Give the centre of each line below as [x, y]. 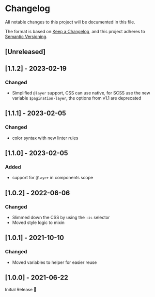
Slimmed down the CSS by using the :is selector [61, 218]
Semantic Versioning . [26, 37]
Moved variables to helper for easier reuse [54, 262]
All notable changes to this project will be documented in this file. [70, 22]
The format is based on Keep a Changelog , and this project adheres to [75, 31]
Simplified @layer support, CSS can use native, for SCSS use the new [81, 93]
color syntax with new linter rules [45, 138]
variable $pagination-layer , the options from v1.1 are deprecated [77, 98]
